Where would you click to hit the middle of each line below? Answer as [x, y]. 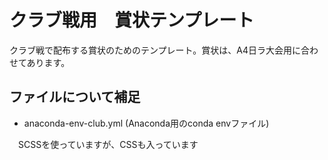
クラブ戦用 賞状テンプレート [132, 20]
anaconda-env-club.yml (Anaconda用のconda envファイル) [146, 123]
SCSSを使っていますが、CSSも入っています [108, 144]
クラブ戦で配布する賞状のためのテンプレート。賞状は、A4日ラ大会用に [155, 50]
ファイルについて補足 [75, 97]
